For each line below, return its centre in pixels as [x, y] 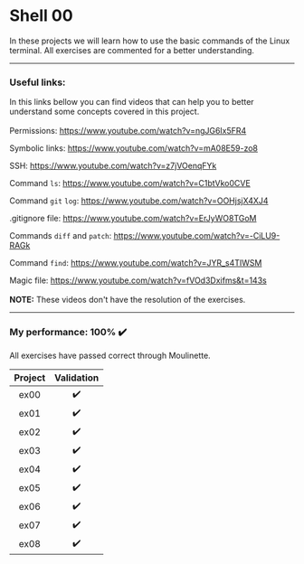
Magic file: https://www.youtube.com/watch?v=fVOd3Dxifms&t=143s [138, 280]
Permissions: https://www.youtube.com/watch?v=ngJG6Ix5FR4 [128, 131]
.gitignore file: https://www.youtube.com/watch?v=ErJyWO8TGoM [133, 219]
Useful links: [38, 82]
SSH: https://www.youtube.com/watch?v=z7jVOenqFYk [113, 166]
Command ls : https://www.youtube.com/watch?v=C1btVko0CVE [130, 183]
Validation [76, 378]
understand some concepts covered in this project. [104, 112]
